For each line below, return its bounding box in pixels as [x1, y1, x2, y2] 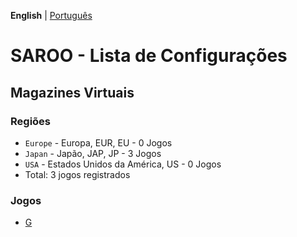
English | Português [10, 10, 93, 21]
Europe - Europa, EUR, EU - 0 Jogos [24, 136, 173, 149]
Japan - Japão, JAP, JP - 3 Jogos [24, 147, 162, 159]
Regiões [10, 114, 51, 128]
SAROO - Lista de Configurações [10, 45, 288, 67]
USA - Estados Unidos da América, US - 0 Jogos [24, 158, 222, 170]
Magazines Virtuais [10, 84, 135, 101]
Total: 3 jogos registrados [24, 168, 131, 180]
